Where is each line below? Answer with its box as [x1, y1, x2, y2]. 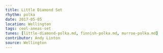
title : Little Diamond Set [5, 7, 63, 13]
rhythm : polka [5, 12, 36, 17]
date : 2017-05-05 [5, 17, 42, 22]
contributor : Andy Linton [5, 36, 60, 41]
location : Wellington [5, 21, 51, 27]
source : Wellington [5, 40, 47, 45]
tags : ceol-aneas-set [5, 26, 51, 31]
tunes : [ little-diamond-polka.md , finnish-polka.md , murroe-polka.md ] [5, 31, 158, 36]
